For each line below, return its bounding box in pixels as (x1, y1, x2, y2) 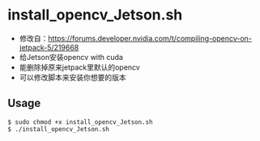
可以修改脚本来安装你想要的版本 (19, 72, 126, 82)
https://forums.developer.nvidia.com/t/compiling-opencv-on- (47, 33, 253, 43)
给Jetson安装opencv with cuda (19, 52, 123, 62)
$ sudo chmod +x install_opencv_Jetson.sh (7, 117, 153, 126)
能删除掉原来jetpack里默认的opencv (19, 62, 141, 72)
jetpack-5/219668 (19, 42, 79, 52)
